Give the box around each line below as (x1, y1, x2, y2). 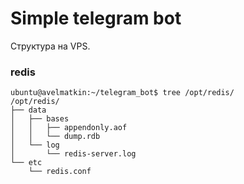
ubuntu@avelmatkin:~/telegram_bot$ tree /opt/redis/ (10, 88, 235, 98)
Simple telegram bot (10, 7, 182, 30)
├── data (10, 105, 47, 116)
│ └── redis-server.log (10, 149, 137, 159)
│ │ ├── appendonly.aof (10, 123, 128, 133)
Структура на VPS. (10, 40, 91, 52)
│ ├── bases (10, 114, 70, 124)
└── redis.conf (28, 167, 92, 177)
